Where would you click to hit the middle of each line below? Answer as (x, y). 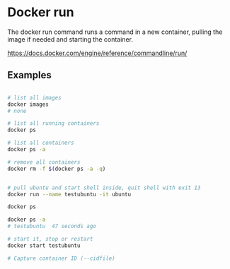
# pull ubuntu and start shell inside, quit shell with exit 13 (104, 188)
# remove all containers (44, 162)
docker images (28, 104)
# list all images (34, 97)
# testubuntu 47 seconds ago (52, 227)
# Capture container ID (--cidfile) (61, 258)
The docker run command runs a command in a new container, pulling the (115, 32)
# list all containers (41, 143)
